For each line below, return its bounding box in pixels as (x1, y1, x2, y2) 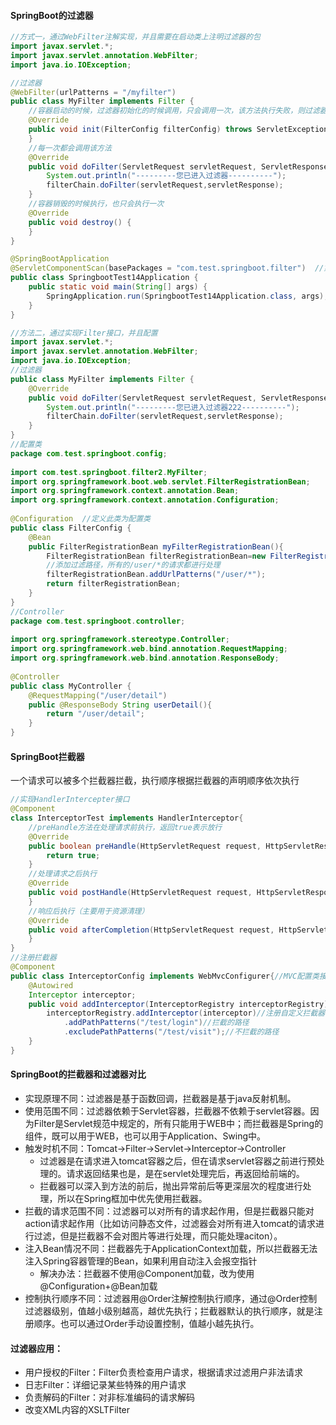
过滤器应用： (10, 1342, 63, 1354)
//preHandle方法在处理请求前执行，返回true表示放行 (28, 822, 223, 832)
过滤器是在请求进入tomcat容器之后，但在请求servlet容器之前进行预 (39, 1155, 317, 1167)
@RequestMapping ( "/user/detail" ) (28, 690, 168, 700)
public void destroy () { (28, 217, 132, 227)
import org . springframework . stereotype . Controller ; (10, 635, 230, 645)
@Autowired (28, 980, 74, 990)
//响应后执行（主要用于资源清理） (28, 906, 150, 916)
